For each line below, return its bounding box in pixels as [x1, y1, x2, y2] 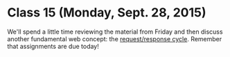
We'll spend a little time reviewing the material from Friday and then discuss [7, 27, 223, 36]
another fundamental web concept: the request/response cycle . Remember [7, 34, 222, 43]
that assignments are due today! [7, 42, 99, 50]
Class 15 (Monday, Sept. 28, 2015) [7, 5, 206, 21]
